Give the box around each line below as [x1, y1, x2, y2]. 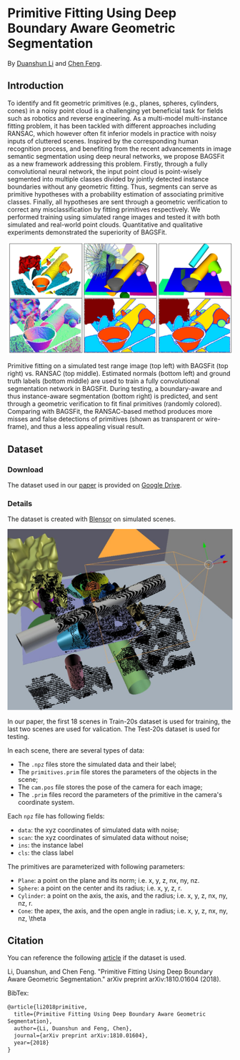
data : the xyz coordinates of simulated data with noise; [17, 826, 179, 834]
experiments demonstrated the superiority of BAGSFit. [7, 227, 167, 237]
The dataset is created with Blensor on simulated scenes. [7, 515, 176, 523]
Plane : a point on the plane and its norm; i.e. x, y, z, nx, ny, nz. [17, 876, 200, 884]
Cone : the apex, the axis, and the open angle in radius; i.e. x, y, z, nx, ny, [17, 906, 229, 915]
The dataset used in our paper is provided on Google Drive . [7, 480, 182, 489]
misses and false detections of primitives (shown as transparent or [7, 415, 204, 423]
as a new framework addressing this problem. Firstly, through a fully [7, 159, 208, 168]
